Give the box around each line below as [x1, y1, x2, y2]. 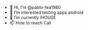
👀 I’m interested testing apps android [9, 10, 84, 15]
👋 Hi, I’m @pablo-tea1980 [9, 5, 61, 10]
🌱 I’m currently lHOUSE [9, 15, 56, 20]
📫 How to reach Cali [9, 20, 52, 26]
